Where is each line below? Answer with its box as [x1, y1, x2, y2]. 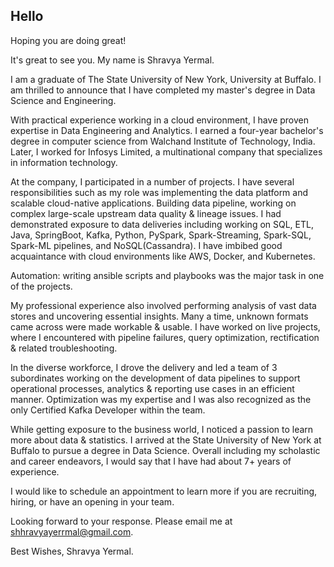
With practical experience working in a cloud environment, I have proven [10, 114, 309, 126]
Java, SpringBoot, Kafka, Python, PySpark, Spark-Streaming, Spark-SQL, [10, 229, 312, 241]
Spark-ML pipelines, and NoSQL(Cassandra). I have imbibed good [10, 239, 283, 251]
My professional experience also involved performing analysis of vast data [10, 299, 317, 311]
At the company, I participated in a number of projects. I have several [10, 175, 295, 188]
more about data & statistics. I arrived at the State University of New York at [10, 434, 322, 446]
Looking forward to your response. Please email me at [10, 515, 233, 527]
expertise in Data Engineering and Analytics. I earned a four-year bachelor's [10, 124, 324, 136]
